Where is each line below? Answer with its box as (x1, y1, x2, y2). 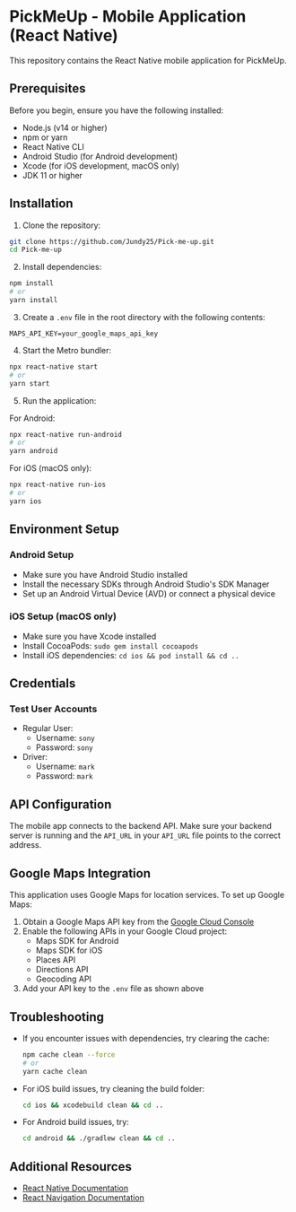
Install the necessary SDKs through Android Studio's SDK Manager (22, 579, 270, 589)
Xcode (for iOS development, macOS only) (22, 160, 180, 171)
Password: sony (35, 742, 93, 753)
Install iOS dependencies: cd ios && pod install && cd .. (22, 650, 239, 660)
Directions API (35, 964, 89, 975)
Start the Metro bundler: (22, 344, 112, 355)
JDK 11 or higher (22, 170, 83, 180)
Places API (35, 955, 76, 965)
